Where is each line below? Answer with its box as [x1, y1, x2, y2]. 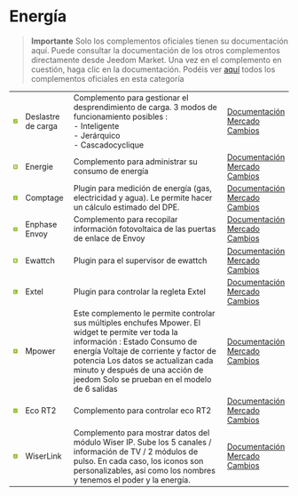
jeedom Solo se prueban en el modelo [74, 374, 212, 385]
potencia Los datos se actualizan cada [74, 356, 214, 366]
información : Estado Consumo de [74, 336, 198, 348]
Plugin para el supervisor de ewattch [74, 255, 208, 266]
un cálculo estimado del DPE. [74, 202, 180, 212]
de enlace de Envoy [74, 233, 145, 244]
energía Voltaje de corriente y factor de [74, 346, 217, 356]
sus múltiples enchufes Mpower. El [74, 317, 201, 328]
